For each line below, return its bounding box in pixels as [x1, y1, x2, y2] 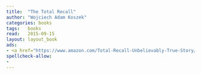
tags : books [6, 25, 42, 32]
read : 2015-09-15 [6, 31, 55, 37]
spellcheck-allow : [6, 53, 52, 59]
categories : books [6, 20, 52, 26]
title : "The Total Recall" [6, 8, 77, 15]
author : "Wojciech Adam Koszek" [6, 14, 87, 20]
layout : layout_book [6, 36, 58, 42]
